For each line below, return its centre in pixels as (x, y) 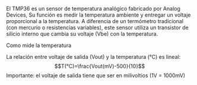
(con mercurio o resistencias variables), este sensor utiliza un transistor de (97, 27)
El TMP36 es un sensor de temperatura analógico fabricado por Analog (93, 9)
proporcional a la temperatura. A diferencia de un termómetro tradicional (95, 21)
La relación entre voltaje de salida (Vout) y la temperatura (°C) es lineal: (93, 57)
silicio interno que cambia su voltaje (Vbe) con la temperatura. (82, 34)
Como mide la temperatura (39, 45)
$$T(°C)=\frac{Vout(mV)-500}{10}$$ (100, 66)
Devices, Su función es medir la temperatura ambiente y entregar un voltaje (99, 15)
